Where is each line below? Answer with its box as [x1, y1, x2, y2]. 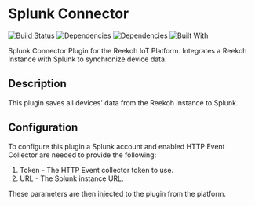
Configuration [8, 121, 78, 134]
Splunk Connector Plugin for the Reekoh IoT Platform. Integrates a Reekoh [8, 46, 247, 55]
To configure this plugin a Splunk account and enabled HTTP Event [8, 142, 225, 151]
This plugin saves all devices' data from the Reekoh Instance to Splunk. [8, 97, 239, 107]
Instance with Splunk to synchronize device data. [8, 54, 167, 64]
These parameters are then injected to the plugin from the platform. [8, 189, 226, 198]
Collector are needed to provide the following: [8, 150, 157, 160]
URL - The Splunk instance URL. [19, 174, 124, 183]
